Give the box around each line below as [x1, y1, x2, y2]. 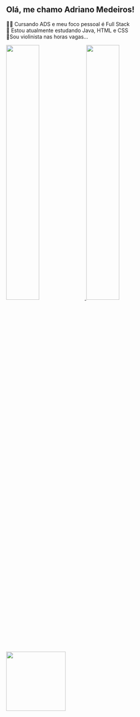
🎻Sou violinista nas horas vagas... [6, 33, 88, 40]
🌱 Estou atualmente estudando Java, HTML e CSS [6, 27, 129, 34]
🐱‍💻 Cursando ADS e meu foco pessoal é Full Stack [6, 20, 130, 27]
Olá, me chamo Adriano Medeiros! [6, 5, 135, 15]
